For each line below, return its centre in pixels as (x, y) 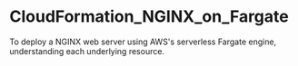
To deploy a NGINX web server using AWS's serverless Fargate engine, (143, 42)
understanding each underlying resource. (87, 51)
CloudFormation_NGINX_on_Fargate (149, 17)
